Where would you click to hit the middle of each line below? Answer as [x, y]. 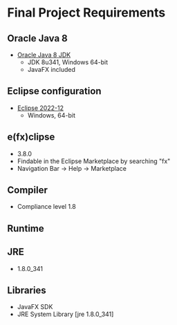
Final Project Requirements [86, 13]
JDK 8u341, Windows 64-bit [68, 62]
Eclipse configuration [54, 91]
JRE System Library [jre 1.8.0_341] [65, 314]
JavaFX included [52, 69]
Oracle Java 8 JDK [44, 55]
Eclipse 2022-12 [40, 108]
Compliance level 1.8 [46, 207]
